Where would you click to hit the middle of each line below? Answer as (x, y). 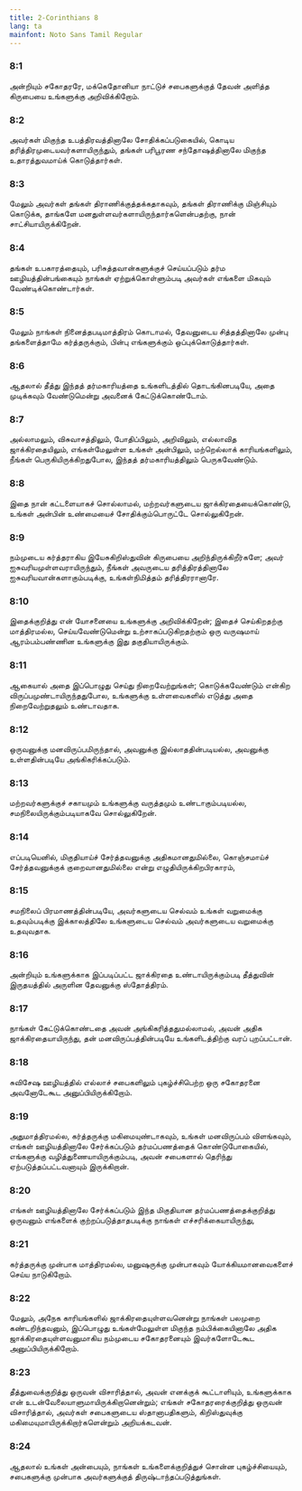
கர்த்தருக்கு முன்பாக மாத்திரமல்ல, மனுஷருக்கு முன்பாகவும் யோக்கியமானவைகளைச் (151, 1264)
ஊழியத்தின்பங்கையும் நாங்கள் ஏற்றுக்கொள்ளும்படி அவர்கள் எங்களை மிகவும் (140, 277)
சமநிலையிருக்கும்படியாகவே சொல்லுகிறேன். (83, 813)
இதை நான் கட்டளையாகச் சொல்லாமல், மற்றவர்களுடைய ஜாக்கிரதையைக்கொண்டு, (150, 503)
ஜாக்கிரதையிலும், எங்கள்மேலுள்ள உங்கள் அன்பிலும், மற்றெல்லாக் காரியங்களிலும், (151, 449)
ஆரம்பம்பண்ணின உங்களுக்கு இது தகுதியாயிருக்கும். (99, 642)
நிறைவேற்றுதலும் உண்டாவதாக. (64, 705)
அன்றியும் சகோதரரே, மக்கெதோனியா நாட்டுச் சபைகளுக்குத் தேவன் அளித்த (140, 86)
